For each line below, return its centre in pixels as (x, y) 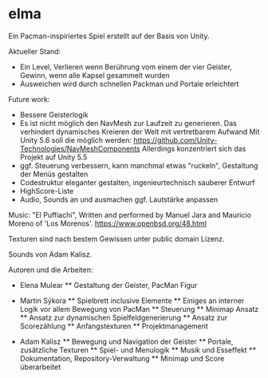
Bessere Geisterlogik (54, 114)
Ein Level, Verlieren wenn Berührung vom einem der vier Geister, (126, 67)
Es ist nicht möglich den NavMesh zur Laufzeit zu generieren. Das (128, 123)
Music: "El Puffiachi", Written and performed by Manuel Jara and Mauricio (130, 215)
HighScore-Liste (47, 191)
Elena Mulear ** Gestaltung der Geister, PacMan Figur (108, 285)
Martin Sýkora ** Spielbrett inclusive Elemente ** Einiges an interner (132, 301)
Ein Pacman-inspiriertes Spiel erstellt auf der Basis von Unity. (109, 36)
